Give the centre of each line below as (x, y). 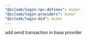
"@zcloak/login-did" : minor (34, 19)
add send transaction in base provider (43, 33)
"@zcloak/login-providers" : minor (41, 14)
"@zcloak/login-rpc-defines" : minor (43, 10)
